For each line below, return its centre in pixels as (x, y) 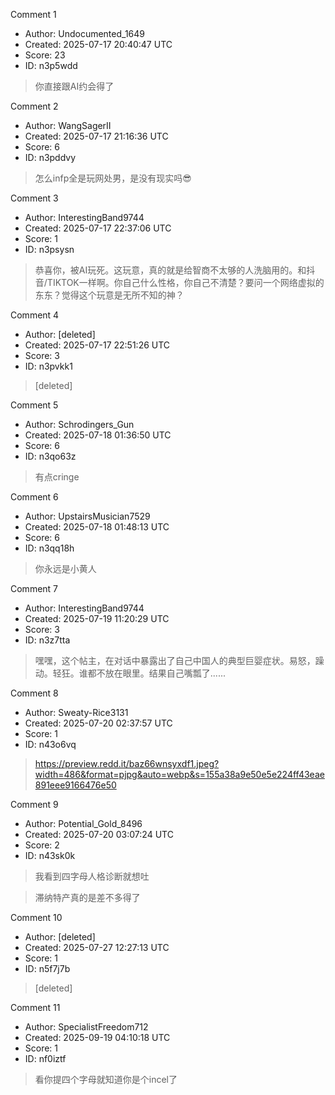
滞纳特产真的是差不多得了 (87, 897)
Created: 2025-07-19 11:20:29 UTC (97, 618)
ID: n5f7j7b (47, 968)
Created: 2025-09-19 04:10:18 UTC (97, 1037)
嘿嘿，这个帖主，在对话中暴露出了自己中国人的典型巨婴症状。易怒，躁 (179, 660)
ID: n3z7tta (47, 640)
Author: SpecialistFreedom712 (86, 1027)
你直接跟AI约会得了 (74, 86)
